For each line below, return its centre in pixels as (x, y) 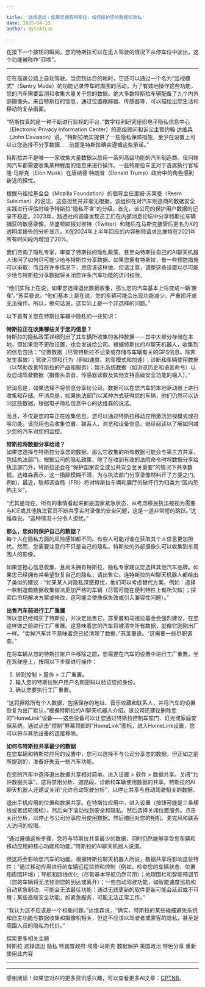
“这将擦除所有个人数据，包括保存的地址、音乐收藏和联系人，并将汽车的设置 (101, 703)
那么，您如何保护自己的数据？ (44, 531)
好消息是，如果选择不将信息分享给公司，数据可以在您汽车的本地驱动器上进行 (103, 388)
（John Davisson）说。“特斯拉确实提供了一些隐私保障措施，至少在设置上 (98, 137)
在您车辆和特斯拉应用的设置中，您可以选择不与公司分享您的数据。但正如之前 (103, 754)
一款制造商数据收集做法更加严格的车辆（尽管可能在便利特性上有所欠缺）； (99, 590)
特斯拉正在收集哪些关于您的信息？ (49, 329)
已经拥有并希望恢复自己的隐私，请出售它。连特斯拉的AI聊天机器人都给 (105, 575)
